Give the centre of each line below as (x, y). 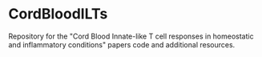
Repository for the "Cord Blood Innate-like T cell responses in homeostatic (131, 36)
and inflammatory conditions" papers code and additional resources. (122, 44)
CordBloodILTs (58, 14)
